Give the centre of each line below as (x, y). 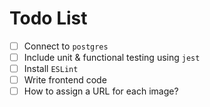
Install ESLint (51, 69)
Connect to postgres (66, 46)
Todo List (48, 18)
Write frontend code (65, 80)
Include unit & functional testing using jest (112, 57)
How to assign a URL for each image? (101, 91)
